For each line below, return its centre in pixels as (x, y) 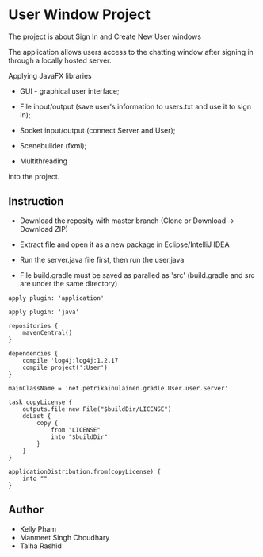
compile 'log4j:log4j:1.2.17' (72, 360)
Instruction (36, 201)
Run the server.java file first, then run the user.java (102, 259)
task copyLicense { (40, 402)
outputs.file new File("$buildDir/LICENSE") (97, 409)
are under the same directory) (69, 283)
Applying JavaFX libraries (50, 75)
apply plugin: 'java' (44, 312)
